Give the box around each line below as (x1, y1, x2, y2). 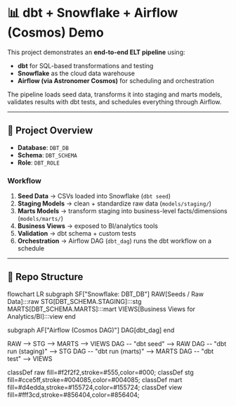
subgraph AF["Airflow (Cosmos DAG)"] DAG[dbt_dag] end (7, 326, 175, 334)
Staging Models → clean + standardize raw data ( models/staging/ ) (17, 199, 212, 208)
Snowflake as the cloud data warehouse (17, 69, 136, 77)
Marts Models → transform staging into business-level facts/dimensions (17, 207, 228, 215)
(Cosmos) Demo (7, 25, 104, 41)
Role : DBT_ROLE (17, 158, 60, 167)
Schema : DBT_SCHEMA (17, 151, 77, 159)
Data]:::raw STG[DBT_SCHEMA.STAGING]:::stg (7, 297, 142, 305)
